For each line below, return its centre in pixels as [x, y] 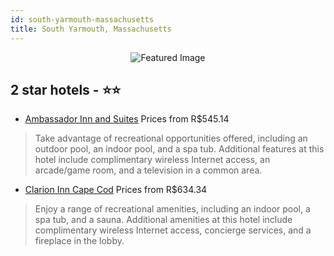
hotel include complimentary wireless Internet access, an [152, 160]
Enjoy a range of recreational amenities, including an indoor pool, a [172, 209]
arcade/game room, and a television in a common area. [148, 170]
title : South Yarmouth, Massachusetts [91, 29]
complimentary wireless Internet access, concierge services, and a [173, 230]
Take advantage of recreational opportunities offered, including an [171, 138]
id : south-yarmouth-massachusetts [82, 19]
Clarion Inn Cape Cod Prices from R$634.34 [116, 190]
